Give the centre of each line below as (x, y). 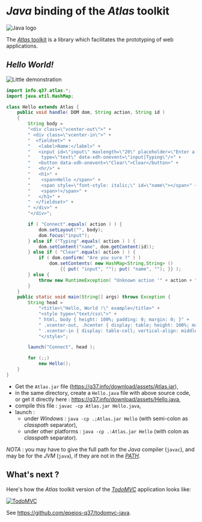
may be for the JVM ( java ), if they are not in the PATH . (73, 456)
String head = (45, 303)
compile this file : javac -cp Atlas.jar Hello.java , (78, 406)
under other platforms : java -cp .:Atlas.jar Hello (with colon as (106, 431)
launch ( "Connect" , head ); (62, 347)
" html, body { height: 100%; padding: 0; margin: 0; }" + (114, 319)
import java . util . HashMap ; (40, 96)
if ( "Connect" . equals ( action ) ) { (75, 224)
